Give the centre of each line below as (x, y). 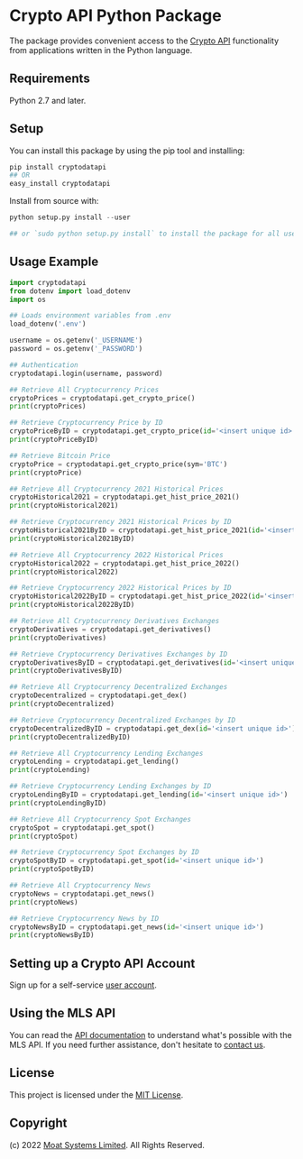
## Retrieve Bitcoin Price (60, 455)
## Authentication (44, 365)
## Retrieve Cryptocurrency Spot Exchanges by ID (105, 852)
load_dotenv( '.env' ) (48, 324)
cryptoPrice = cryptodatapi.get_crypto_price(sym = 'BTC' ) (119, 464)
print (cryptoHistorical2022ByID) (72, 605)
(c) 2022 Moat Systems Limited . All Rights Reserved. (107, 1145)
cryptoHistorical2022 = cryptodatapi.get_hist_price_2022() (125, 563)
